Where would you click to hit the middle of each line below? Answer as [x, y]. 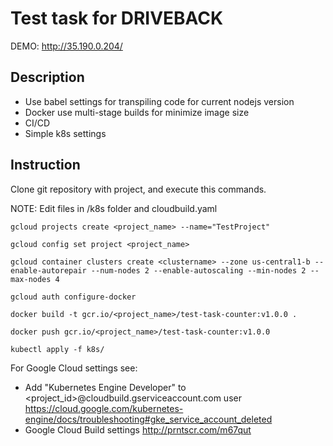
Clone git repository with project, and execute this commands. [138, 189]
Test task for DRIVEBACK [117, 18]
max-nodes [31, 279]
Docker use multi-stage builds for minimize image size [137, 112]
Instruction [45, 165]
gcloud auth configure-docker [73, 297]
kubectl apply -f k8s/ [57, 349]
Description [47, 77]
